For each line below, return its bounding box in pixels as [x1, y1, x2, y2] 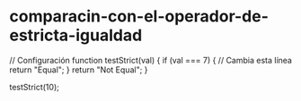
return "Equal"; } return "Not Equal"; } [9, 64, 148, 75]
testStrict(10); [9, 81, 60, 92]
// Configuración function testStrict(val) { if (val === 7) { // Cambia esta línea [9, 55, 292, 65]
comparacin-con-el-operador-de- [9, 6, 270, 27]
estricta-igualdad [9, 25, 143, 46]
